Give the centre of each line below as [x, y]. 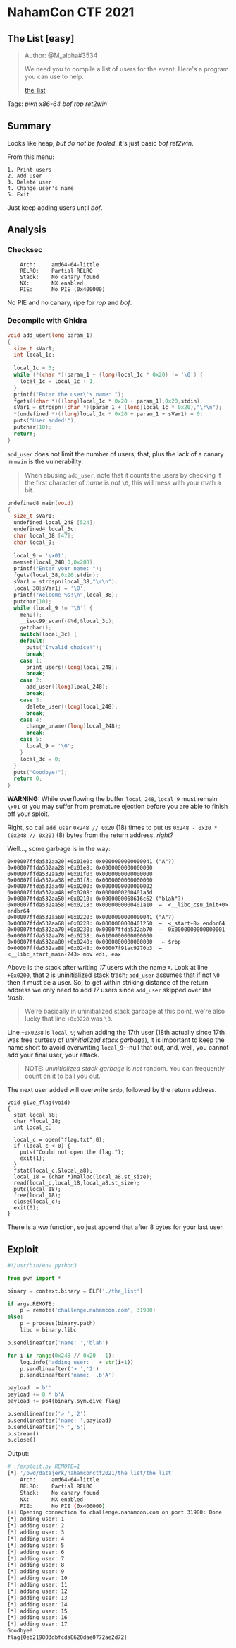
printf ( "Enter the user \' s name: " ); [69, 394]
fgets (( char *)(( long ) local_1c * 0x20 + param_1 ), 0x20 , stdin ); [108, 401]
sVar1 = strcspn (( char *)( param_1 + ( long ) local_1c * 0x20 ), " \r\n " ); [118, 408]
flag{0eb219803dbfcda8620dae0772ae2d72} [68, 1637]
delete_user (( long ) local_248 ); [72, 706]
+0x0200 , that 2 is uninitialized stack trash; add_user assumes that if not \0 [113, 975]
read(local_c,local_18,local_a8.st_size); [77, 1183]
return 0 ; [28, 779]
